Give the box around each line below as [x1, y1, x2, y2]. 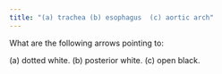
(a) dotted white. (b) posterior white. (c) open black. [9, 54, 201, 65]
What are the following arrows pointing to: [9, 37, 164, 48]
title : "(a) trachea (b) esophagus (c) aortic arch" [9, 12, 215, 22]
